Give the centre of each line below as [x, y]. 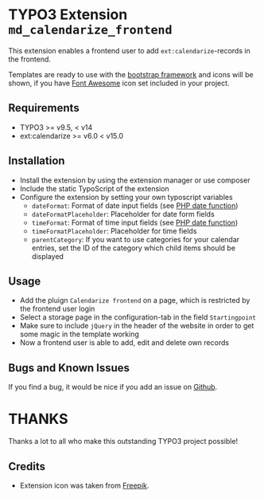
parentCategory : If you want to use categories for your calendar [136, 239]
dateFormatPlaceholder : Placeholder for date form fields [123, 214]
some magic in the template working [79, 334]
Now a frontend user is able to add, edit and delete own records [124, 343]
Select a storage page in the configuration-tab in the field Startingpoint [138, 317]
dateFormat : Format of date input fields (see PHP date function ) [135, 206]
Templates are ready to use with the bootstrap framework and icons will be [131, 74]
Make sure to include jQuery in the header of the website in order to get [137, 326]
